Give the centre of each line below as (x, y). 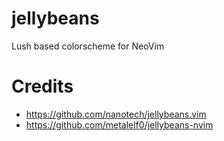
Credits (42, 86)
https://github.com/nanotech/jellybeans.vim (116, 114)
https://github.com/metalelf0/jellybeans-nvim (119, 124)
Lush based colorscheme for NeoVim (88, 46)
